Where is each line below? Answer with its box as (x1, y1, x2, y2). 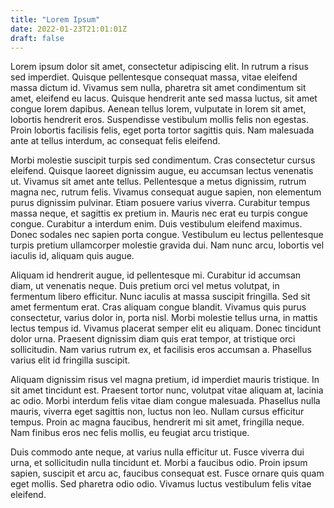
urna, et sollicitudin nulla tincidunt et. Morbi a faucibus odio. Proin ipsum (10, 457, 308, 469)
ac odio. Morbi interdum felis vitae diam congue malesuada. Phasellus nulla (10, 395, 321, 407)
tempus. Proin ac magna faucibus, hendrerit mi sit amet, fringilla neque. (10, 416, 305, 428)
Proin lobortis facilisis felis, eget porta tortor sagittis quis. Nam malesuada (10, 124, 315, 136)
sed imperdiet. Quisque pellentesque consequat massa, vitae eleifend (10, 71, 298, 83)
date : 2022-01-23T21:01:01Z (10, 24, 128, 34)
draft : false (10, 33, 65, 43)
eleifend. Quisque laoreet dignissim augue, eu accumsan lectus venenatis (10, 165, 314, 177)
